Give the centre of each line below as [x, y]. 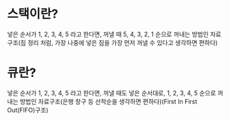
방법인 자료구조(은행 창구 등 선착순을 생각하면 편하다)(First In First [108, 101]
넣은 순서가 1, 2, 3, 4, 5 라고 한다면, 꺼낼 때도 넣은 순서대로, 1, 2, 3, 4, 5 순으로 [112, 93]
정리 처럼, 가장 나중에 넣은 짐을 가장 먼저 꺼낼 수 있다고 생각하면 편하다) [123, 42]
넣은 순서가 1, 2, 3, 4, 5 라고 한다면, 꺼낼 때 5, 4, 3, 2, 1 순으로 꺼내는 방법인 [108, 34]
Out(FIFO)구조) [28, 110]
